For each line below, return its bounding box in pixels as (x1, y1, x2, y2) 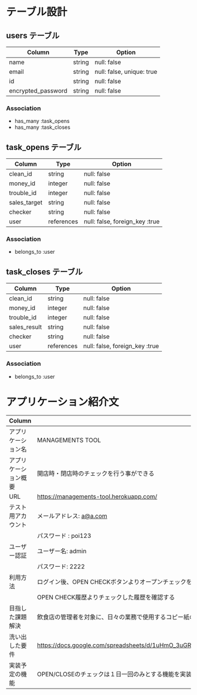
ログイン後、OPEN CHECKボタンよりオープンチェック (37, 578, 186, 586)
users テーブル (6, 30, 60, 40)
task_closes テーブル (6, 267, 83, 277)
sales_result (9, 323, 42, 331)
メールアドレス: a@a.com (37, 512, 107, 520)
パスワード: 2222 (37, 563, 85, 571)
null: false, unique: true (94, 68, 157, 76)
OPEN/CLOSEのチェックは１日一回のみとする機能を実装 (37, 670, 192, 679)
